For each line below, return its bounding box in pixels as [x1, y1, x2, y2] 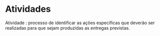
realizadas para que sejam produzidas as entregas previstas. [5, 25, 130, 31]
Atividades [5, 3, 51, 15]
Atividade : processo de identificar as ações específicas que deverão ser [5, 20, 155, 26]
